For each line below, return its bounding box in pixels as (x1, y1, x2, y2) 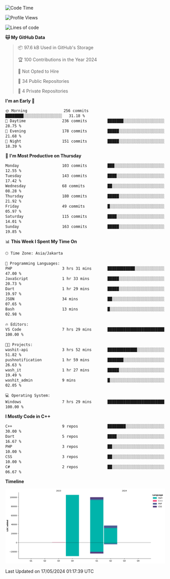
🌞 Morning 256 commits (5, 108, 89, 113)
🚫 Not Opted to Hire (17, 69, 59, 74)
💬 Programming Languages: (5, 261, 60, 266)
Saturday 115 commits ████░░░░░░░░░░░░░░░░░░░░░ (5, 214, 165, 219)
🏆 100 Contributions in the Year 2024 (17, 56, 97, 62)
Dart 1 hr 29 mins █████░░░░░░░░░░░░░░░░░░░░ (5, 286, 165, 292)
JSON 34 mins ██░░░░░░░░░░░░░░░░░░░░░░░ (5, 297, 165, 302)
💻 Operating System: (5, 393, 51, 398)
